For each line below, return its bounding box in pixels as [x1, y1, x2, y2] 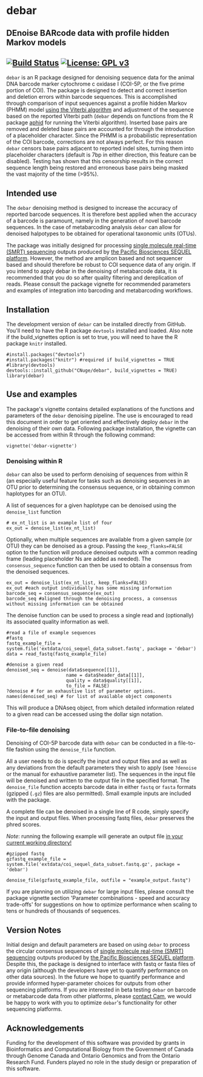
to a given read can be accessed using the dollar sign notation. [6, 711, 164, 718]
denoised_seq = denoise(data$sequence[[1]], [6, 667, 121, 673]
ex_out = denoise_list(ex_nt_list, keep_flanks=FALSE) [6, 580, 148, 586]
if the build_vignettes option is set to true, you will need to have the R [6, 334, 178, 341]
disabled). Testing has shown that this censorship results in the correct [6, 158, 184, 165]
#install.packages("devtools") [6, 352, 85, 358]
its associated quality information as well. [6, 618, 110, 625]
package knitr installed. [6, 340, 67, 347]
